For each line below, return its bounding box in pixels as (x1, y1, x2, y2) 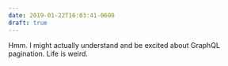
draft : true (8, 19, 47, 27)
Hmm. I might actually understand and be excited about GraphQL (8, 40, 220, 49)
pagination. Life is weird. (8, 49, 89, 58)
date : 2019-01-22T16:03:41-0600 (8, 11, 115, 20)
